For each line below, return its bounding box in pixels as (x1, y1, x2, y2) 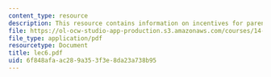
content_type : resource (8, 11, 89, 20)
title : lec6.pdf (8, 49, 63, 57)
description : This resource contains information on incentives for (8, 19, 244, 27)
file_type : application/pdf (8, 34, 103, 43)
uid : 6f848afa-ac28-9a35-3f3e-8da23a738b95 (8, 57, 157, 65)
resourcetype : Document (8, 42, 89, 50)
